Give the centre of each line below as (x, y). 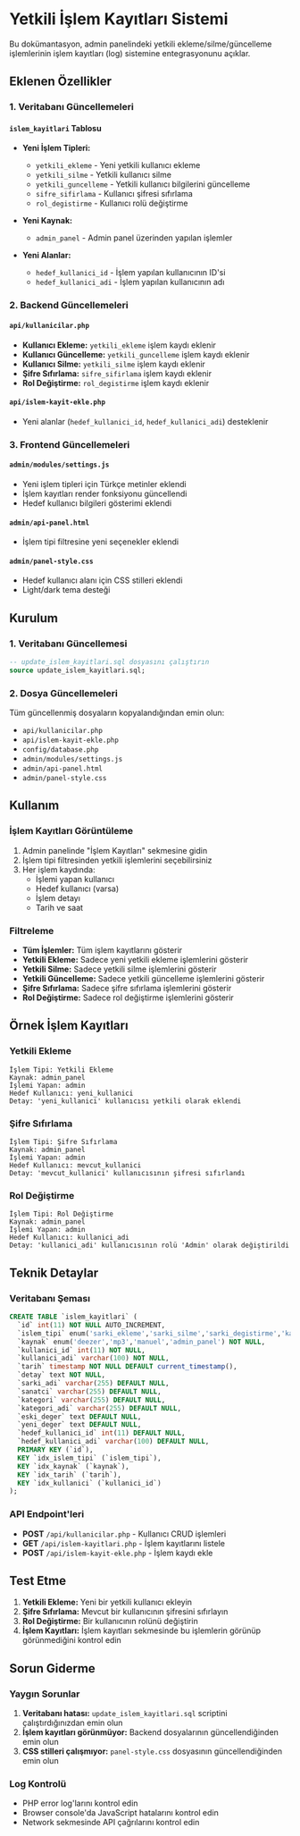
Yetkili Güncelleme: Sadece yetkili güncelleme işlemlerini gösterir (143, 979)
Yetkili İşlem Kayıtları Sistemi (119, 19)
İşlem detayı (58, 897)
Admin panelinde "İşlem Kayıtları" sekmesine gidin (115, 850)
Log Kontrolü (38, 1783)
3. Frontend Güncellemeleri (70, 444)
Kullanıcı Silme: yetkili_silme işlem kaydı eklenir (113, 364)
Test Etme (38, 1581)
